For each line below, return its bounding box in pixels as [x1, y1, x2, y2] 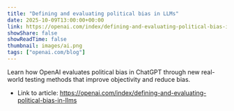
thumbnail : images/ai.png [7, 42, 82, 49]
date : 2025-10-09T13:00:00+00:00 [7, 17, 104, 24]
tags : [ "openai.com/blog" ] [7, 49, 86, 56]
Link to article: [17, 88, 58, 97]
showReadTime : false [7, 36, 68, 43]
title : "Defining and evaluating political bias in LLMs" [7, 10, 179, 17]
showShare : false [7, 29, 58, 37]
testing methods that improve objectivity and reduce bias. [24, 75, 191, 83]
